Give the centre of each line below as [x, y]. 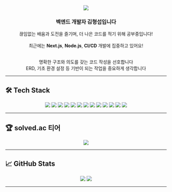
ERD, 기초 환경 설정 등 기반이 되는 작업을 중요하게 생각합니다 [86, 68]
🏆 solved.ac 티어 [33, 128]
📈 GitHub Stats [30, 164]
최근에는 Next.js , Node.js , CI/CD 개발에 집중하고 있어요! [86, 46]
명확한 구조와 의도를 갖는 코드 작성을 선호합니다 [86, 62]
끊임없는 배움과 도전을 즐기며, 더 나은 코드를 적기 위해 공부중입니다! [86, 34]
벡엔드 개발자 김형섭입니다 [86, 21]
